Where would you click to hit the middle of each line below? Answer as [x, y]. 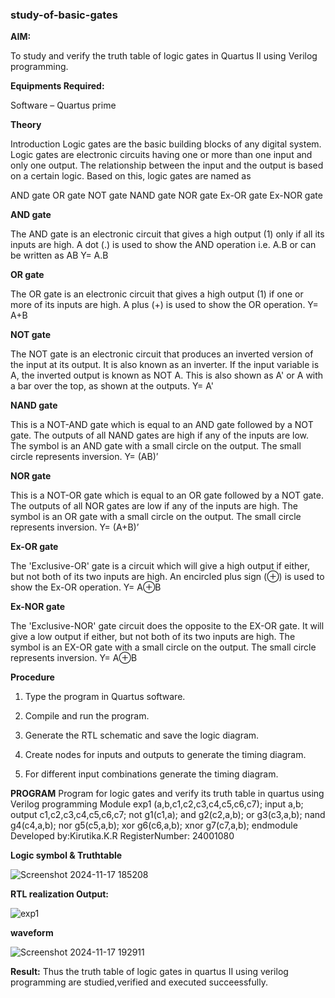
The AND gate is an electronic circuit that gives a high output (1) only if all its [167, 234]
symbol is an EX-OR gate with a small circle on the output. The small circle [163, 647]
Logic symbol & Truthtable [66, 855]
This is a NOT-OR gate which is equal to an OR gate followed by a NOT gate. [167, 495]
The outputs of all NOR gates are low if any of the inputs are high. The [154, 506]
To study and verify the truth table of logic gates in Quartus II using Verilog [164, 56]
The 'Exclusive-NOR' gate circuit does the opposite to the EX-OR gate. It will [167, 626]
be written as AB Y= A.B [59, 255]
